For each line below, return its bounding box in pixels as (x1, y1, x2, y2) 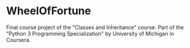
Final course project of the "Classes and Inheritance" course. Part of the (6, 24, 184, 31)
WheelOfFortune (6, 4, 91, 18)
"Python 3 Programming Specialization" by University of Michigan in (6, 30, 174, 37)
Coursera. (6, 36, 31, 43)
